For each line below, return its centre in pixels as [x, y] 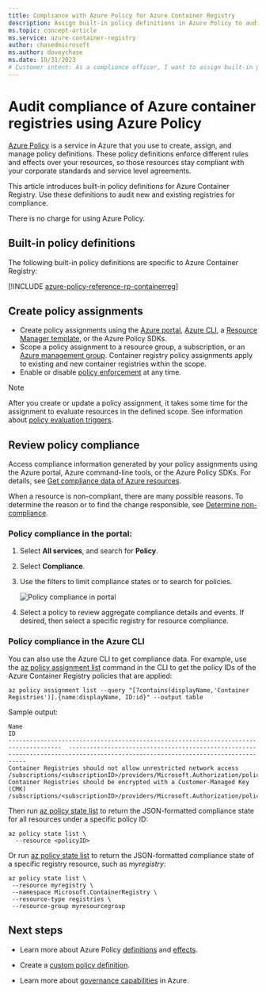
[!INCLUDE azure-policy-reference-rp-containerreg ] [93, 286]
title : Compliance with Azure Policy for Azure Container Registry [122, 15]
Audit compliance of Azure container [132, 106]
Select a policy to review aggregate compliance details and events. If [132, 613]
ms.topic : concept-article [53, 30]
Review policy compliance [74, 445]
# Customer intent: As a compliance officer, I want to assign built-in [131, 67]
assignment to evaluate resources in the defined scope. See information [125, 412]
